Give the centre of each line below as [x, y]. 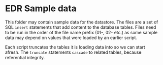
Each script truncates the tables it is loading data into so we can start [75, 47]
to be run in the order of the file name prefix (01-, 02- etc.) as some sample [81, 32]
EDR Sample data [41, 9]
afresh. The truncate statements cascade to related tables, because [73, 52]
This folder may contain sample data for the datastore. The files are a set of [82, 22]
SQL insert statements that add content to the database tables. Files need [81, 27]
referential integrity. [25, 57]
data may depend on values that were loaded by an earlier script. [71, 38]
